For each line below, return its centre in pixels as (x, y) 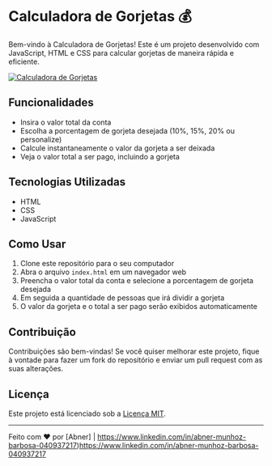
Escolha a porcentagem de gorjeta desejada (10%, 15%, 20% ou (127, 130)
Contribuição (42, 332)
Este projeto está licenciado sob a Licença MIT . (87, 413)
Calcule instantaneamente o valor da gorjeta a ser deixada (117, 148)
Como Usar (37, 244)
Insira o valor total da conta (66, 122)
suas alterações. (36, 369)
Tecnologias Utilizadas (67, 182)
